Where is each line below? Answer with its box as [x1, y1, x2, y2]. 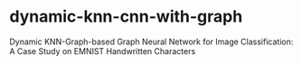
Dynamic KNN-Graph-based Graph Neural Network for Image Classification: [9, 36, 294, 47]
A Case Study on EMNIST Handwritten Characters [9, 45, 196, 56]
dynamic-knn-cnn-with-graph [9, 6, 243, 27]
